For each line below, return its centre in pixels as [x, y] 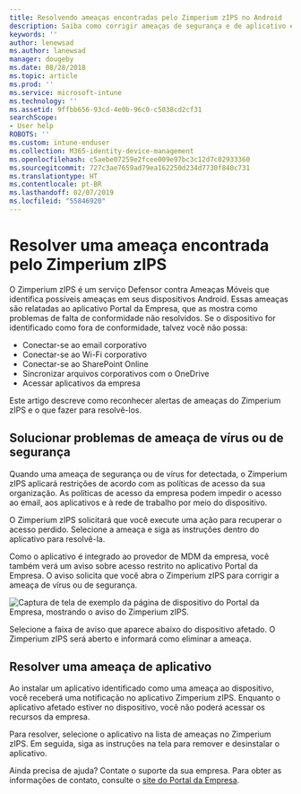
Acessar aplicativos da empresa [81, 383]
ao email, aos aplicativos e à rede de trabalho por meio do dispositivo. [138, 502]
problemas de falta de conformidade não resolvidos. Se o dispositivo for [142, 318]
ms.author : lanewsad [48, 51]
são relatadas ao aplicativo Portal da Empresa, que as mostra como [133, 308]
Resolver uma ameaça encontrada [139, 245]
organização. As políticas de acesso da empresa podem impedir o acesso [146, 493]
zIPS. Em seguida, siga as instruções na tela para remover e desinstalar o [145, 744]
